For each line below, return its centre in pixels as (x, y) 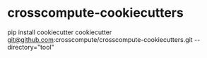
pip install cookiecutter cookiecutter (60, 32)
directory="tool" (31, 47)
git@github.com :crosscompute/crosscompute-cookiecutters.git (100, 39)
